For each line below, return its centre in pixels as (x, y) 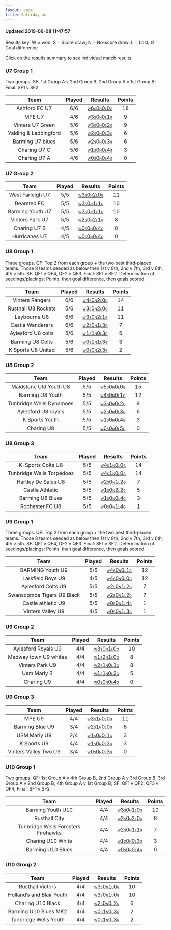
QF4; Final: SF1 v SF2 (27, 789)
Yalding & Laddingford (34, 133)
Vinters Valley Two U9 (34, 752)
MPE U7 (34, 117)
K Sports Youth (41, 419)
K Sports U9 (34, 744)
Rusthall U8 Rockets (32, 308)
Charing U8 (41, 428)
